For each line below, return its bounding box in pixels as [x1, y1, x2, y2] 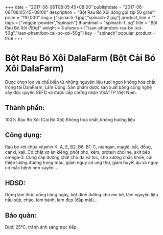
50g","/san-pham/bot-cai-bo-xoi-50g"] [5, 30, 84, 36]
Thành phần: [5, 104, 45, 112]
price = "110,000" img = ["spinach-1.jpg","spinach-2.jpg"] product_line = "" [5, 15, 156, 20]
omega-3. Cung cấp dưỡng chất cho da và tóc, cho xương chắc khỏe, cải [5, 154, 153, 160]
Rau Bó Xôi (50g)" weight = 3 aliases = [5, 25, 83, 31]
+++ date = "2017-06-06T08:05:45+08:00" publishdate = [5, 4, 122, 10]
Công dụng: [5, 131, 42, 139]
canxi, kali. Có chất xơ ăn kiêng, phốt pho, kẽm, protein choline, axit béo [5, 149, 150, 155]
